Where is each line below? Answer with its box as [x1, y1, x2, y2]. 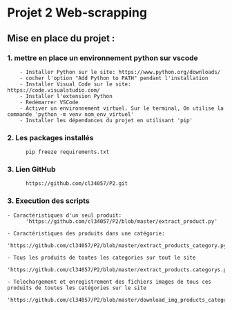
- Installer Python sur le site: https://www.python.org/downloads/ [19, 68, 221, 75]
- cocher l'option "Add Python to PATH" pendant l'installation [19, 75, 209, 81]
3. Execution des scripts [7, 196, 90, 206]
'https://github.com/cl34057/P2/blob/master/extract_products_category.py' [7, 242, 230, 249]
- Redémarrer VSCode [19, 99, 79, 106]
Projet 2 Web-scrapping [7, 5, 147, 21]
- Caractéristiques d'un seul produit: [7, 212, 122, 219]
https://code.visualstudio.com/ [7, 86, 100, 94]
